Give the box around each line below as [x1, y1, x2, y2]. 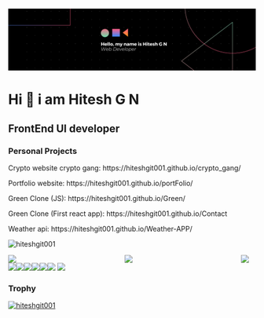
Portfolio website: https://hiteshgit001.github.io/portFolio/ [8, 178, 193, 188]
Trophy [8, 283, 37, 294]
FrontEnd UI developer [8, 122, 120, 135]
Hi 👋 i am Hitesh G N [8, 91, 140, 108]
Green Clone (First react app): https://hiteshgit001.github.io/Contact [8, 209, 228, 218]
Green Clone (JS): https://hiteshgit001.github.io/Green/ [8, 193, 186, 203]
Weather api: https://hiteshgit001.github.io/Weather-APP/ [8, 224, 192, 233]
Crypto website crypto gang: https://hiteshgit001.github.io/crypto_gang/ [8, 163, 241, 173]
